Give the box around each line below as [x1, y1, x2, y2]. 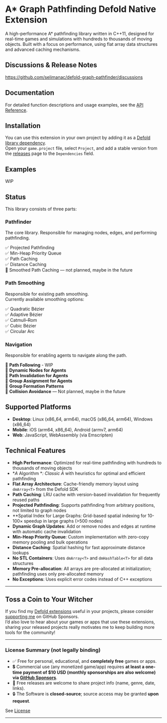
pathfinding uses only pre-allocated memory [12, 571, 104, 577]
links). [12, 685, 25, 691]
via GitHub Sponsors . [12, 674, 58, 681]
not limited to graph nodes [12, 507, 67, 513]
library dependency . [5, 140, 46, 146]
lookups [12, 550, 29, 556]
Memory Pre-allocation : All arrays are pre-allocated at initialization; [12, 566, 152, 572]
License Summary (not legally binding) [5, 647, 101, 654]
